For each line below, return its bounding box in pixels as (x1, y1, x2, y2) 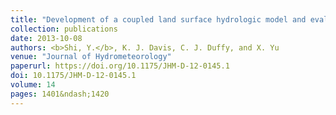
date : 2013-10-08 (10, 33, 83, 43)
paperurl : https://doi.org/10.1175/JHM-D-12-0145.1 (10, 61, 230, 71)
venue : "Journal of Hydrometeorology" (10, 52, 172, 62)
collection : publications (10, 24, 118, 34)
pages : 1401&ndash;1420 (10, 89, 110, 99)
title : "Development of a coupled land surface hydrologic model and (10, 14, 307, 25)
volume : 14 (10, 80, 56, 90)
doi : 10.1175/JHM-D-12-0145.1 (10, 71, 137, 81)
